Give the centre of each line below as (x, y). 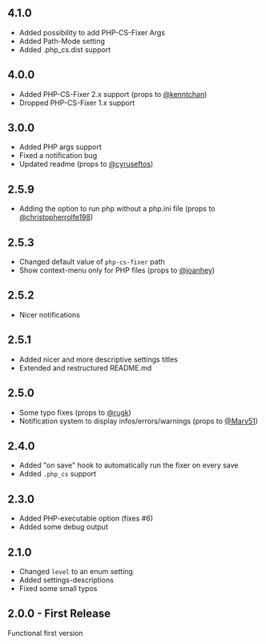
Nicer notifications (50, 314)
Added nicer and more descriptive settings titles (98, 359)
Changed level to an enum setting (76, 571)
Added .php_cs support (58, 474)
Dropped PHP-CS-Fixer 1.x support (77, 103)
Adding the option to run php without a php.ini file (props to (117, 209)
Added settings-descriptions (66, 580)
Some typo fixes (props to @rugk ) (75, 412)
